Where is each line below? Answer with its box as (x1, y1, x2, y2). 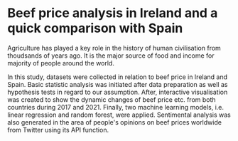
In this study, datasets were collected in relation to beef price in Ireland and (7, 73, 228, 81)
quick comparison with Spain (7, 20, 183, 36)
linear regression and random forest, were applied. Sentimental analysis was (7, 110, 231, 119)
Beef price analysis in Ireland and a (7, 5, 218, 21)
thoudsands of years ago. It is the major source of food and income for (7, 51, 215, 60)
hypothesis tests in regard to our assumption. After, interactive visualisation (7, 88, 228, 96)
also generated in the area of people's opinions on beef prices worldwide (7, 117, 222, 126)
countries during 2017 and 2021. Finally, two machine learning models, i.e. (7, 103, 224, 111)
